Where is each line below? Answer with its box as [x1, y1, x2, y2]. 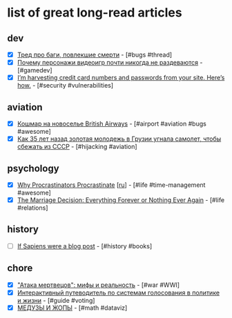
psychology [7, 162, 60, 174]
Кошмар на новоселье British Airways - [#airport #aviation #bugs [17, 119, 207, 128]
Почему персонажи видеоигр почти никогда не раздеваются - [17, 59, 203, 67]
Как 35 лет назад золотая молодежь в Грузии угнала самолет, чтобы [17, 135, 222, 143]
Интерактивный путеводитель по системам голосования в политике [17, 288, 220, 297]
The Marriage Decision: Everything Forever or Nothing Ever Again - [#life [17, 196, 225, 204]
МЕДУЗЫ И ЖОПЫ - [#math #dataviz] [17, 304, 128, 312]
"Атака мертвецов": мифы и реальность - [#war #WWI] [17, 281, 180, 289]
